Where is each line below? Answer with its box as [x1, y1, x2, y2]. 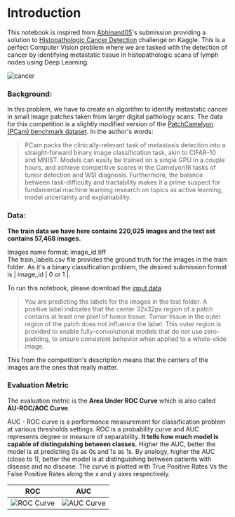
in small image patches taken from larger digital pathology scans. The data [7, 112, 223, 121]
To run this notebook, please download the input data [7, 283, 162, 292]
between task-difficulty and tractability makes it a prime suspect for [24, 178, 221, 187]
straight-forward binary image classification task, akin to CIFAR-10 [24, 149, 216, 157]
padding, [24, 335, 51, 343]
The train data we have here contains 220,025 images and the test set [7, 227, 215, 235]
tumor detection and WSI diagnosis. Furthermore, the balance [24, 170, 203, 180]
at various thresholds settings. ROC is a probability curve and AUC [7, 424, 200, 433]
